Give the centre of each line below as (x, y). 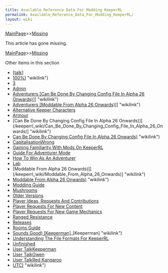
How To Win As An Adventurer (44, 158)
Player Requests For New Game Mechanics (57, 212)
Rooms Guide (26, 228)
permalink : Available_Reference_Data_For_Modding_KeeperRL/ (70, 15)
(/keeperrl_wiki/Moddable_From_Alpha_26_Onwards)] (68, 174)
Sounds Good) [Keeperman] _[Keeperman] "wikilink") (67, 233)
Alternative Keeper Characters (44, 110)
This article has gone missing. (36, 43)
